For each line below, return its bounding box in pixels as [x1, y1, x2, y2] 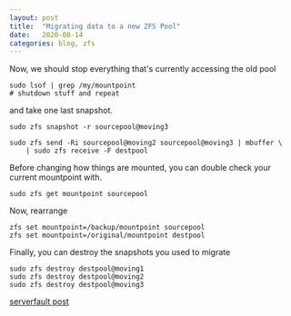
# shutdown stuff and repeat [9, 89, 120, 98]
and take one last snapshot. [9, 105, 114, 116]
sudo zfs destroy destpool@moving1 [9, 264, 145, 273]
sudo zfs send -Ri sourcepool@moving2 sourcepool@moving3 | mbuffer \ [9, 138, 283, 148]
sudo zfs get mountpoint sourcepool [9, 190, 148, 199]
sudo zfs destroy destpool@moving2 [9, 272, 145, 281]
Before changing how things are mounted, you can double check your [9, 163, 271, 173]
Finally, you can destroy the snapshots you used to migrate [9, 247, 231, 258]
